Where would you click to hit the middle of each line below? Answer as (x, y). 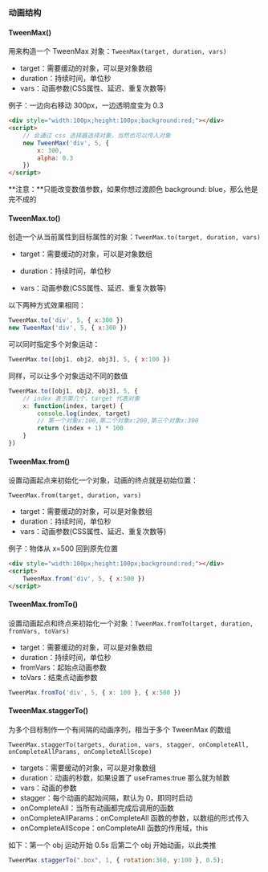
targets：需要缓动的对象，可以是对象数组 (88, 768)
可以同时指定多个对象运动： (54, 344)
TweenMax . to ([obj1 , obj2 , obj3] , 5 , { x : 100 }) (89, 360)
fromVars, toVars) (39, 631)
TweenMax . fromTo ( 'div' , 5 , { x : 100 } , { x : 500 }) (95, 692)
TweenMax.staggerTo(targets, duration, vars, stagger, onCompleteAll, (129, 744)
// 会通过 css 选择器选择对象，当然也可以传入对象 (97, 135)
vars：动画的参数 (49, 788)
